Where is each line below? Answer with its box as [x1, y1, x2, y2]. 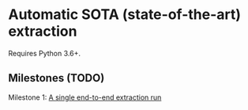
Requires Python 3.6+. [8, 48, 81, 58]
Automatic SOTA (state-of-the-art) [8, 6, 242, 24]
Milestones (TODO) [8, 71, 105, 85]
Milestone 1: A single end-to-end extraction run [8, 93, 162, 102]
